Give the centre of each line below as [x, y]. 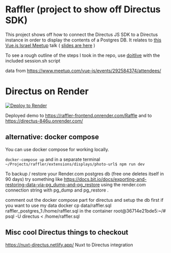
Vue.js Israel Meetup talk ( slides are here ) [50, 45]
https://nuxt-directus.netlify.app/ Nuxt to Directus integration [69, 245]
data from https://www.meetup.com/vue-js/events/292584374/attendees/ [83, 71]
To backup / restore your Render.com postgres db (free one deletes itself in [85, 174]
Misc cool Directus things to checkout [67, 232]
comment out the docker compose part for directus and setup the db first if [84, 200]
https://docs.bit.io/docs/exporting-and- [105, 179]
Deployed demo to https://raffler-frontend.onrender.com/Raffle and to [79, 115]
